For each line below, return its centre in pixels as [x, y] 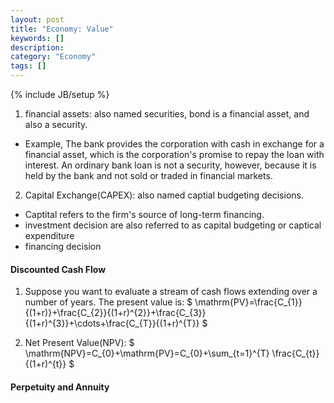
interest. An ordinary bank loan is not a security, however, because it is [170, 165]
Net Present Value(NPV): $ [79, 343]
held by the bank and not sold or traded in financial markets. [148, 175]
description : [37, 47]
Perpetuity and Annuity [60, 387]
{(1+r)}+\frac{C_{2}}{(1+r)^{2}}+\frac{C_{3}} [115, 313]
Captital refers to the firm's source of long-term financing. [144, 214]
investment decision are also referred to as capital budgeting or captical [173, 225]
